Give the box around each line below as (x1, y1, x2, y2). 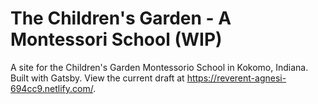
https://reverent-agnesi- (186, 72, 287, 84)
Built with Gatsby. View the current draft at (10, 72, 185, 84)
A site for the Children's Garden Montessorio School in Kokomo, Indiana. (10, 61, 309, 73)
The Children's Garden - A (10, 7, 232, 30)
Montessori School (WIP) (10, 28, 223, 51)
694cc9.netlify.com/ (10, 82, 94, 94)
